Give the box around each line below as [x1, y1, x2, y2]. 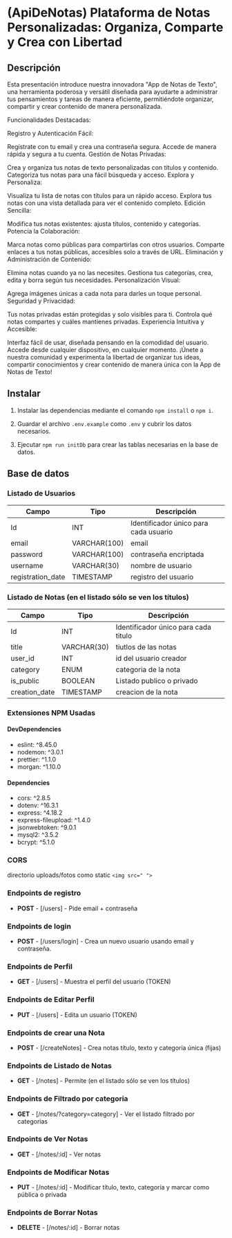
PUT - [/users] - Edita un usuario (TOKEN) [17, 1010, 138, 1019]
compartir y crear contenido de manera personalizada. [7, 103, 163, 110]
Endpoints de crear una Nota [7, 1027, 105, 1037]
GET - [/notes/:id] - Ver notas [17, 1150, 101, 1158]
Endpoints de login [7, 921, 71, 931]
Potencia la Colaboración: [7, 227, 81, 235]
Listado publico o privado [115, 675, 198, 685]
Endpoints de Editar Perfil [7, 995, 95, 1005]
